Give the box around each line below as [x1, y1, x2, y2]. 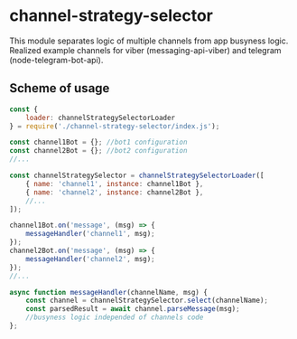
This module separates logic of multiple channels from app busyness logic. [9, 35, 289, 46]
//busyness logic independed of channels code [25, 313, 204, 322]
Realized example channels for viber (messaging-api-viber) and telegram [9, 44, 282, 55]
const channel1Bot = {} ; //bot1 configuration [9, 137, 188, 147]
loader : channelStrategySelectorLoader [25, 113, 176, 122]
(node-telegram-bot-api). [9, 54, 104, 65]
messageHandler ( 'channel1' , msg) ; [25, 230, 155, 239]
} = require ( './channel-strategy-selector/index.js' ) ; [9, 121, 220, 131]
